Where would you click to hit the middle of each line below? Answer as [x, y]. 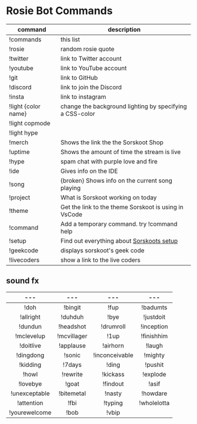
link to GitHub [79, 78]
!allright [30, 317]
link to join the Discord [91, 87]
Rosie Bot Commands [60, 11]
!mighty [154, 355]
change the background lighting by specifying [124, 106]
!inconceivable [113, 355]
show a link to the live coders [101, 260]
